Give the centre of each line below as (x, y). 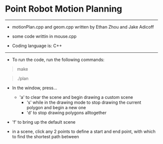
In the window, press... (34, 88)
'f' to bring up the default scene (44, 122)
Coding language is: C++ (37, 46)
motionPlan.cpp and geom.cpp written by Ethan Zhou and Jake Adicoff (83, 27)
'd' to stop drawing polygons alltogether (66, 112)
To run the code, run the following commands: (58, 60)
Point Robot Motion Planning (64, 9)
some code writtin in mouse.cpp (44, 36)
